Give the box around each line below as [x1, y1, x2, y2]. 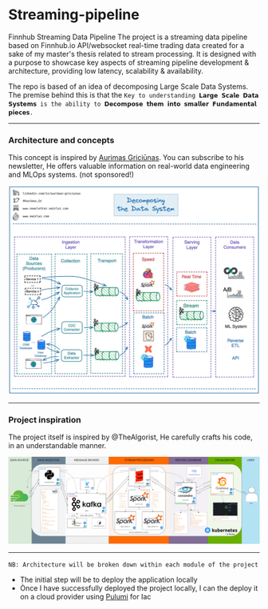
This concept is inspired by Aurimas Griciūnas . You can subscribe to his [8, 153, 245, 162]
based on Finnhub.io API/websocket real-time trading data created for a [8, 40, 245, 50]
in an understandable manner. [8, 441, 107, 451]
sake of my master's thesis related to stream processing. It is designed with [8, 49, 257, 58]
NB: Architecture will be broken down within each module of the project [8, 561, 259, 569]
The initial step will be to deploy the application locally [19, 575, 198, 585]
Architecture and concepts [8, 134, 115, 146]
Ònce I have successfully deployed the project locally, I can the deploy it [19, 583, 258, 593]
